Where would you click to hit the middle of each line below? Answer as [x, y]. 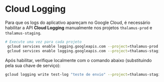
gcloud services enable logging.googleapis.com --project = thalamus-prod [83, 46]
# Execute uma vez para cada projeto [43, 42]
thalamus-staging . [23, 33]
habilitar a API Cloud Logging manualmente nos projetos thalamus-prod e [79, 27]
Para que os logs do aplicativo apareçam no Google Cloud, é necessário [78, 22]
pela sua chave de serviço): [33, 65]
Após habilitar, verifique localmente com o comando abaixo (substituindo [79, 60]
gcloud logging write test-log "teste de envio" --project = [68, 74]
